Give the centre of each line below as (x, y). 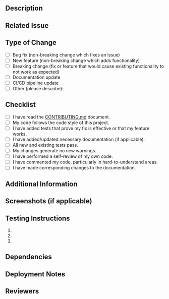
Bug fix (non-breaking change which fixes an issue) (66, 54)
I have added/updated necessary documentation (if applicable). (79, 139)
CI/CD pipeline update (36, 83)
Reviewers (22, 291)
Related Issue (27, 25)
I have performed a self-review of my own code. (63, 156)
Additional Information (41, 184)
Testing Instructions (38, 218)
